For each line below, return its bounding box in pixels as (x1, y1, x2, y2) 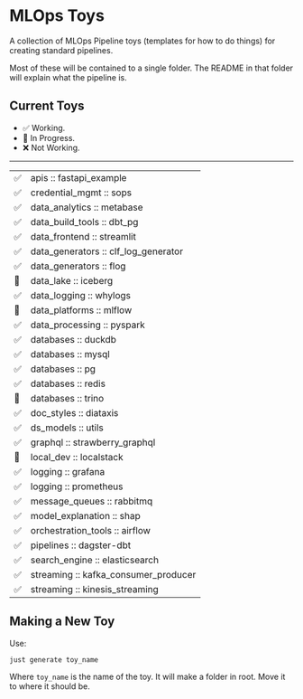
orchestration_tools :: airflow (30, 524, 151, 536)
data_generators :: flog (30, 260, 126, 272)
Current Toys (9, 99, 85, 114)
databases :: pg (30, 363, 96, 375)
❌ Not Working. (22, 142, 80, 153)
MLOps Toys (9, 5, 106, 26)
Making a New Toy (9, 614, 115, 629)
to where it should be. (9, 680, 90, 692)
